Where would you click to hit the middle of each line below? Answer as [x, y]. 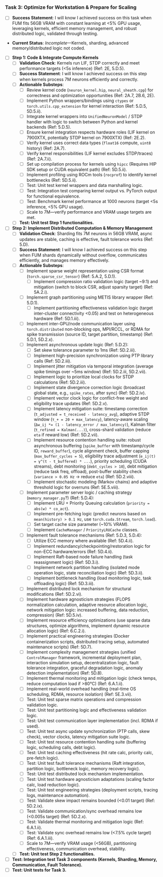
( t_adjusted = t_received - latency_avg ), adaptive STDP [91, 414]
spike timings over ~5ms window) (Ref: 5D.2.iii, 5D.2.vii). [90, 372]
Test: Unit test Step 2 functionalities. [57, 854]
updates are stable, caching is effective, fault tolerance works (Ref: [86, 239]
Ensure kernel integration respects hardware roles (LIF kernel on [91, 132]
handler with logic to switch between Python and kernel [82, 122]
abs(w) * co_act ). [51, 508]
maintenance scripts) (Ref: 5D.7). [59, 647]
